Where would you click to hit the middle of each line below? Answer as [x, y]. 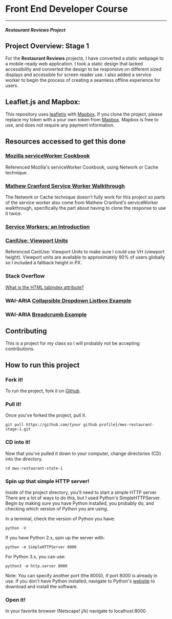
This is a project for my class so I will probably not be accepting [72, 343]
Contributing [26, 331]
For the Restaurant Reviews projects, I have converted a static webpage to [84, 58]
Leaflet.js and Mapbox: [43, 102]
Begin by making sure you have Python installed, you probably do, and [80, 503]
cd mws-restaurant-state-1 [34, 468]
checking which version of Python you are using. [57, 508]
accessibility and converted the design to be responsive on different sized [83, 69]
